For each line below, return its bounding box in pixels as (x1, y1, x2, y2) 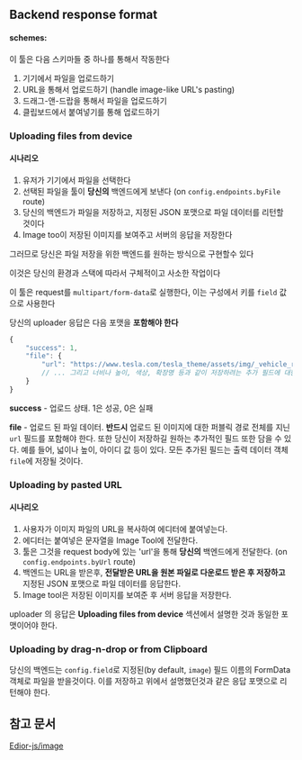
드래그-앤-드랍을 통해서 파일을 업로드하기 (22, 95, 168, 106)
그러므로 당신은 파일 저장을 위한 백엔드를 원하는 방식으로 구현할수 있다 (9, 248, 254, 259)
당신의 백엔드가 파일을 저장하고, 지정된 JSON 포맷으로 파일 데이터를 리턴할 (22, 206, 284, 217)
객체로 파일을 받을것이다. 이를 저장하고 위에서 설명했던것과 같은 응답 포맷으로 (9, 675, 279, 687)
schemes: (9, 32, 48, 43)
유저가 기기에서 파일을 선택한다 (22, 175, 131, 185)
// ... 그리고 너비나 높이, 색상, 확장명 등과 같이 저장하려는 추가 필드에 (41, 368, 280, 377)
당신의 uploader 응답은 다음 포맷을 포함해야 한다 (9, 317, 179, 328)
